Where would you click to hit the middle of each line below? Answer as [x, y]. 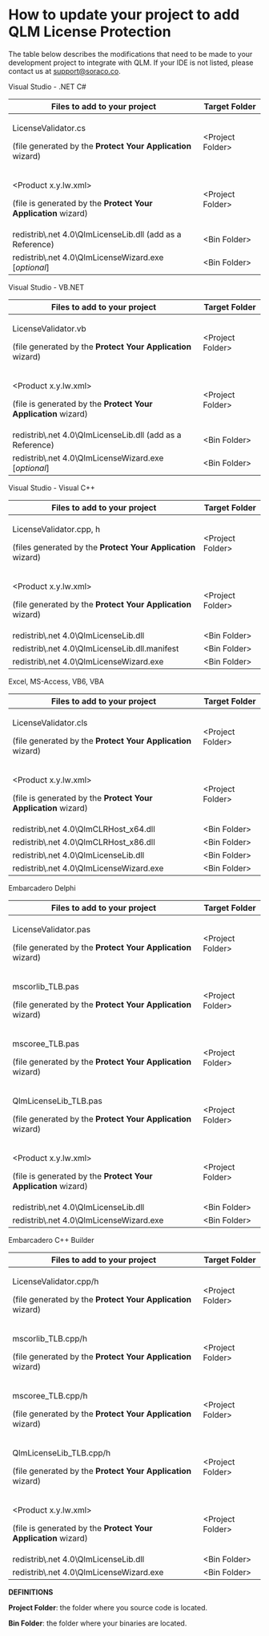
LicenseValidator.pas [51, 929]
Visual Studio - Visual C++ [52, 488]
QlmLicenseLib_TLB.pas [57, 1101]
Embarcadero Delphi [42, 887]
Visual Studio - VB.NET [46, 287]
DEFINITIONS [31, 1592]
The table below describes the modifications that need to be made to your [130, 54]
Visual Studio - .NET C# [47, 87]
